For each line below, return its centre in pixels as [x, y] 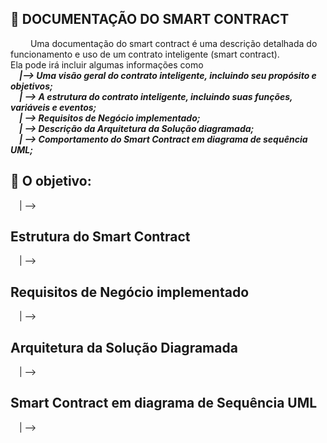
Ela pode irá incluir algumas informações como [107, 64]
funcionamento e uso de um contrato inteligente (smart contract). [145, 54]
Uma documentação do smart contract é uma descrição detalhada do [173, 43]
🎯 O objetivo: [51, 181]
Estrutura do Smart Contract [100, 237]
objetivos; [31, 86]
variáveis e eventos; [53, 107]
